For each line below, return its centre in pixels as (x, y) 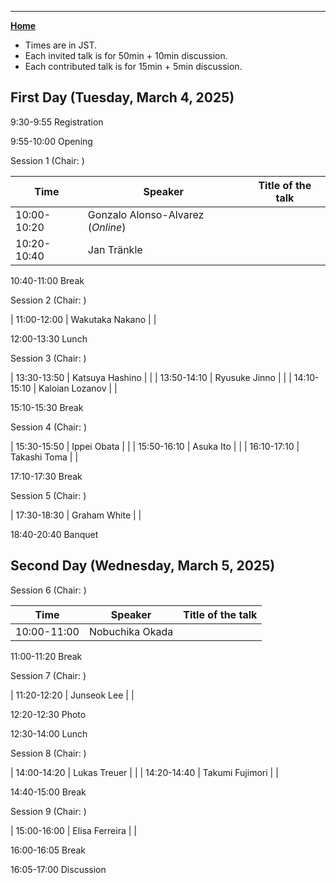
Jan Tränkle (115, 249)
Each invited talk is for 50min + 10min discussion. (126, 55)
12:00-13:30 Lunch (49, 338)
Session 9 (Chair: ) (48, 811)
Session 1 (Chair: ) (47, 160)
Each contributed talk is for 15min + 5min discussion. (133, 66)
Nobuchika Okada (131, 631)
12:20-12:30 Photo (48, 714)
